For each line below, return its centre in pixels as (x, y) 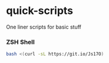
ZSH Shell (21, 42)
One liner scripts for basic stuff (44, 27)
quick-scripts (40, 11)
